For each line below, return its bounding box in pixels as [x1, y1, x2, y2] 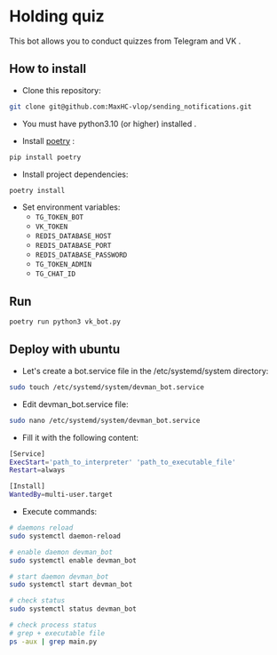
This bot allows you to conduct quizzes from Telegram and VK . [9, 36, 241, 46]
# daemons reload [9, 523, 74, 532]
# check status [9, 596, 66, 605]
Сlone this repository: [21, 84, 101, 95]
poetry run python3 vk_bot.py [9, 317, 122, 326]
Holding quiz [9, 6, 105, 27]
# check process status [9, 620, 98, 629]
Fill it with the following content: [21, 432, 139, 443]
